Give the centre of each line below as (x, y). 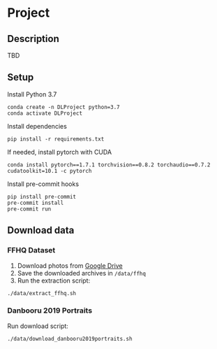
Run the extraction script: (54, 280)
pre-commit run (29, 209)
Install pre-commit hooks (43, 184)
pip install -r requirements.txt (56, 139)
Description (33, 39)
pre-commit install (36, 203)
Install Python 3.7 (32, 94)
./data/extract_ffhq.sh (42, 293)
